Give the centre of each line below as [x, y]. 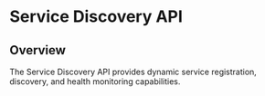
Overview [38, 50]
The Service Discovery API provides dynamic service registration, [133, 72]
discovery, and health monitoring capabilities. [95, 82]
